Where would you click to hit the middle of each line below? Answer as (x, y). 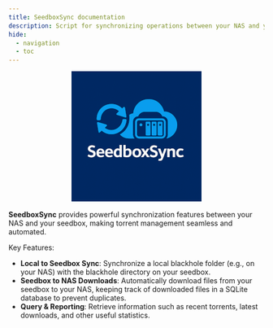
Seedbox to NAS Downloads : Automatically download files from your (136, 281)
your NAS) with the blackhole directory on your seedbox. (115, 272)
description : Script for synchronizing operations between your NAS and (134, 26)
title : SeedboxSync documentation (67, 17)
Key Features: (31, 247)
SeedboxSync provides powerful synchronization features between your (131, 215)
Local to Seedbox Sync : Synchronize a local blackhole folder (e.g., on (137, 264)
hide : (17, 34)
